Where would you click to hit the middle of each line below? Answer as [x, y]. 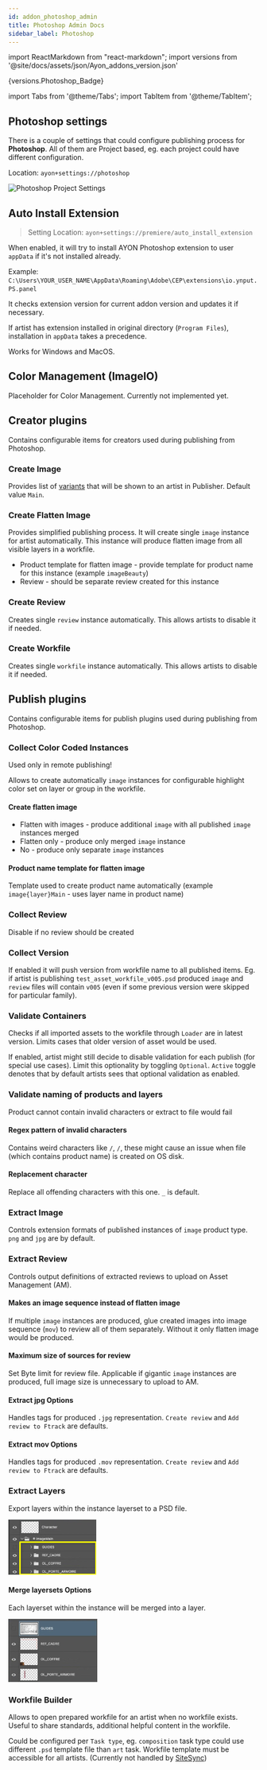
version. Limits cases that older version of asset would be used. [112, 1042]
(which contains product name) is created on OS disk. [96, 1156]
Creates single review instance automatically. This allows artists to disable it [132, 619]
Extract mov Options [43, 1444]
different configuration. [46, 157]
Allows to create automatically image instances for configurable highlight [126, 780]
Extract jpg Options [41, 1400]
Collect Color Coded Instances [68, 747]
